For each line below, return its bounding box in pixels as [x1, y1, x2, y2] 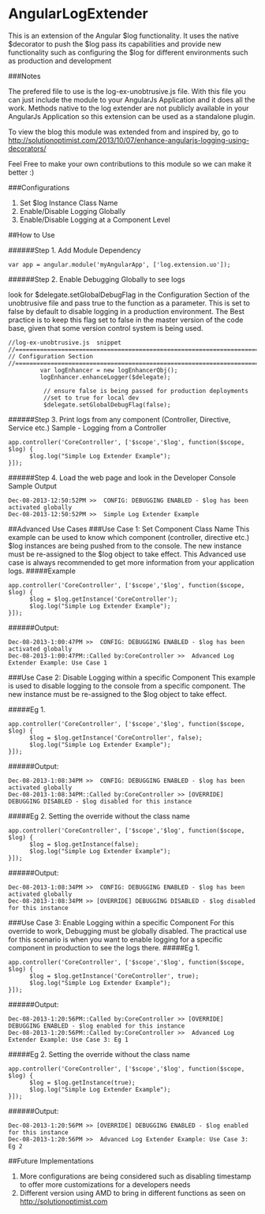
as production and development [8, 56, 112, 66]
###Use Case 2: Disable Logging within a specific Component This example [8, 673, 256, 682]
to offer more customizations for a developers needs [19, 1179, 191, 1189]
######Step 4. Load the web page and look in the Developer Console [8, 473, 237, 482]
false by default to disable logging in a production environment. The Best [8, 306, 244, 316]
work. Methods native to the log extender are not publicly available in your [8, 103, 249, 113]
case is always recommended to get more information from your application [8, 557, 255, 567]
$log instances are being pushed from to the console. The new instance [8, 541, 242, 550]
